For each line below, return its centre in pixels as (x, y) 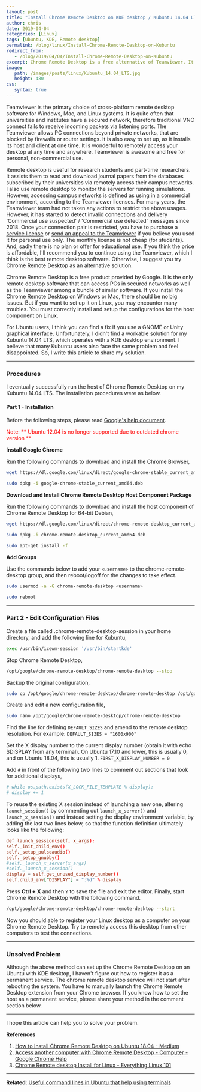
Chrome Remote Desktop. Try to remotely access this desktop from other (97, 926)
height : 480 (29, 79)
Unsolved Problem (33, 954)
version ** (19, 438)
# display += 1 (25, 793)
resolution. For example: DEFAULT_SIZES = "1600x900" (71, 734)
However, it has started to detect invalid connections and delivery (87, 214)
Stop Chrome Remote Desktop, (44, 660)
